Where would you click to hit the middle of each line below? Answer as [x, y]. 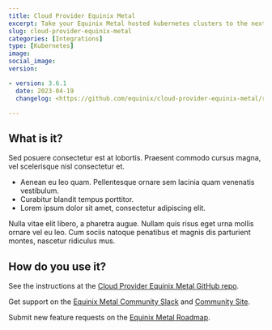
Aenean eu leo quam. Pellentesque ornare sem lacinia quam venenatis [137, 182]
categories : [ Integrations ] [56, 39]
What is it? [36, 138]
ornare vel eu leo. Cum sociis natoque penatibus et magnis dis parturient [130, 233]
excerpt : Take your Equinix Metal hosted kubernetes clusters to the [128, 24]
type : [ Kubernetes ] [41, 46]
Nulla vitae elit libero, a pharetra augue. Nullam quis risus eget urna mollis [131, 224]
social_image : [32, 62]
